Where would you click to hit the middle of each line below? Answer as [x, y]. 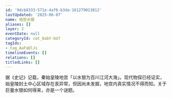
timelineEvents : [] [26, 53]
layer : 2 [15, 29]
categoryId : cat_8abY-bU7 [33, 39]
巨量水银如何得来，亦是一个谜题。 [41, 90]
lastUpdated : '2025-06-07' [34, 15]
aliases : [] [18, 24]
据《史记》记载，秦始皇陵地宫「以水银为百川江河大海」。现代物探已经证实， [85, 78]
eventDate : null [23, 34]
